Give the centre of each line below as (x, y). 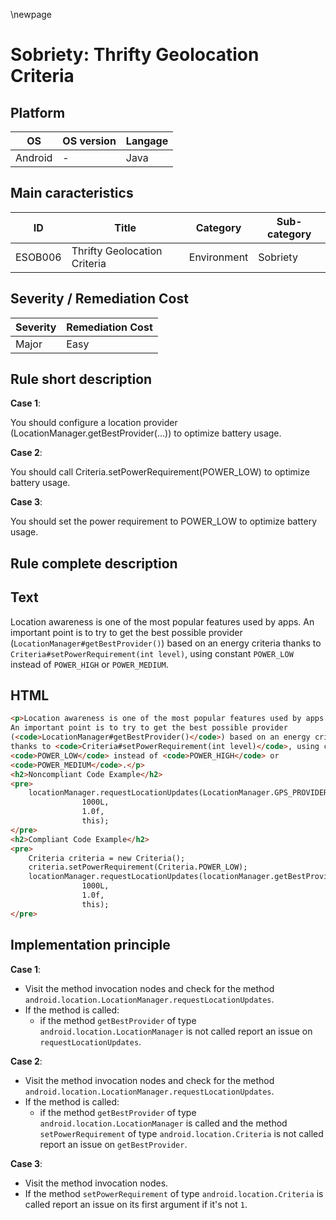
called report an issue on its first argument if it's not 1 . (136, 1204)
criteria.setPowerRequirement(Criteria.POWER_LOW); (138, 867)
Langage (147, 141)
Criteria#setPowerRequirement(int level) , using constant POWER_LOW (152, 653)
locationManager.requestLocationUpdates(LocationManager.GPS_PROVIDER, (180, 793)
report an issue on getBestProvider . (113, 1144)
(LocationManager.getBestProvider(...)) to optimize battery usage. (146, 433)
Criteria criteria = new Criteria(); (107, 858)
